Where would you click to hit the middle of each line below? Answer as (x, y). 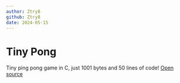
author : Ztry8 (23, 11)
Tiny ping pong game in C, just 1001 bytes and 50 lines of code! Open (90, 68)
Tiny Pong (31, 52)
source (15, 74)
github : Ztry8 (23, 17)
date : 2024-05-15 (27, 22)
